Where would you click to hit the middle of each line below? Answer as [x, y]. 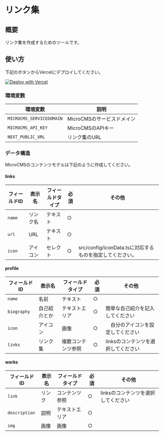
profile [12, 268]
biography [19, 311]
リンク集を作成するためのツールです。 [43, 42]
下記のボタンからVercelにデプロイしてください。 [54, 72]
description [21, 413]
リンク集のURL [84, 137]
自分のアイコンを [130, 325]
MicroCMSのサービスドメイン [102, 119]
